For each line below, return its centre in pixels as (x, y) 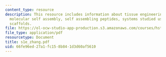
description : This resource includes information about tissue (72, 14)
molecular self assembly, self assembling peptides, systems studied (83, 19)
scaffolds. (21, 24)
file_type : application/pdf (34, 33)
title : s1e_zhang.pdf (27, 42)
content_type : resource (30, 10)
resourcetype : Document (30, 38)
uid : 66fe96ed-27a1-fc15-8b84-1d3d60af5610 (51, 47)
